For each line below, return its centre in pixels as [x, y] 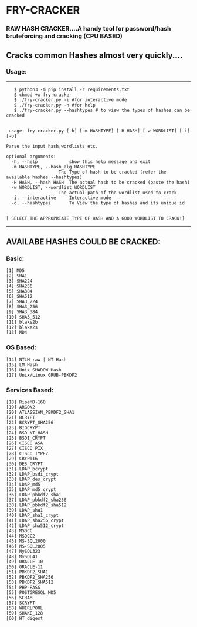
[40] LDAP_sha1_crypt [33, 516]
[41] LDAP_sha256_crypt [35, 521]
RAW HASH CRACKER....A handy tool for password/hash [89, 29]
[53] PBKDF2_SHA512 [30, 583]
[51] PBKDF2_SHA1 [27, 572]
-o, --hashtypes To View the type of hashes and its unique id [98, 203]
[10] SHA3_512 [23, 317]
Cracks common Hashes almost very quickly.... [94, 55]
